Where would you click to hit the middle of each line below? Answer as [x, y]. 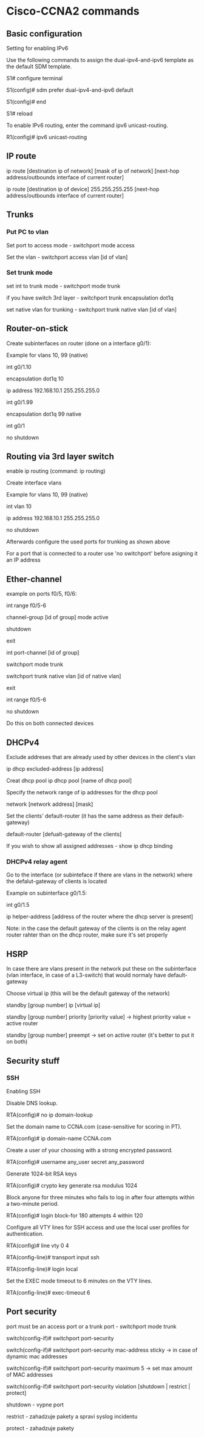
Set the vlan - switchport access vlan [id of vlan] [67, 257]
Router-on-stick [37, 329]
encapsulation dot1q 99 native [44, 414]
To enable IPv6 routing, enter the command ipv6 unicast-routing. [87, 125]
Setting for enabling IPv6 [37, 48]
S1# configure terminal [34, 78]
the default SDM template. [39, 66]
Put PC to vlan [27, 232]
